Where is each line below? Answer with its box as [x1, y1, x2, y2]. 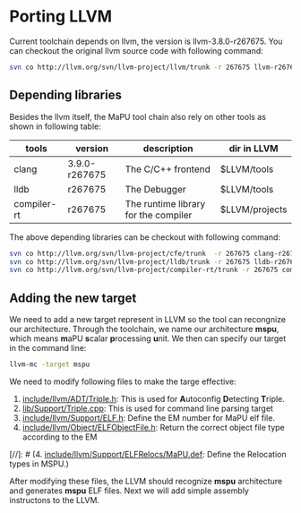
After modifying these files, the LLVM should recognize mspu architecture [9, 475, 283, 486]
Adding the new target [9, 290, 137, 305]
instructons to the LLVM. [9, 494, 100, 505]
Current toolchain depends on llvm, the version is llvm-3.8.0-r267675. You [9, 36, 283, 47]
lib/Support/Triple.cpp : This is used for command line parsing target [21, 403, 273, 414]
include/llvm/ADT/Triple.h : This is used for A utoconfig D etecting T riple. [21, 393, 285, 404]
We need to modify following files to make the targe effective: [9, 376, 236, 387]
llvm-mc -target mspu [9, 360, 90, 369]
